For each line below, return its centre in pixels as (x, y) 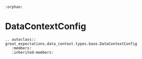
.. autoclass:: (21, 39)
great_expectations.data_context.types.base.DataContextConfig (71, 44)
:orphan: (14, 7)
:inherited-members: (33, 52)
